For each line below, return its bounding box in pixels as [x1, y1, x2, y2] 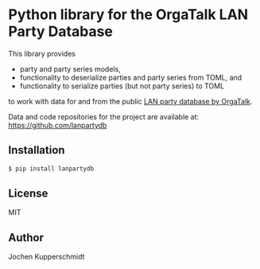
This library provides [8, 49, 76, 58]
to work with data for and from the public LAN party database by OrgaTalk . [8, 96, 253, 106]
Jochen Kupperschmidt [8, 252, 85, 262]
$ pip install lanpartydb [8, 165, 94, 173]
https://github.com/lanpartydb [8, 120, 107, 130]
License [8, 187, 49, 201]
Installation [8, 143, 65, 157]
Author [8, 231, 44, 244]
